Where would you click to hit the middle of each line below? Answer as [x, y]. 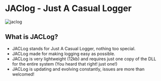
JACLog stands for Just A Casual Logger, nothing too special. [74, 48]
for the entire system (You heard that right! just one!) [65, 64]
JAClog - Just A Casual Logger [68, 8]
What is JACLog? [32, 37]
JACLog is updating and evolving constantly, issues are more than [78, 69]
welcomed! [23, 74]
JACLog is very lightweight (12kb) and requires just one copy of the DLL [84, 59]
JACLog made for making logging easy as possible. [63, 54]
